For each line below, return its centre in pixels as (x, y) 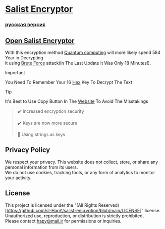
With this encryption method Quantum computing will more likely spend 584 (83, 52)
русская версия (25, 25)
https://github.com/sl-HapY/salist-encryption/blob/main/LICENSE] (74, 210)
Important (15, 72)
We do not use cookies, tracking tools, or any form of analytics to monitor (80, 172)
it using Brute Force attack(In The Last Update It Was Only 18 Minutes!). (78, 63)
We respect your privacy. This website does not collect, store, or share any (82, 162)
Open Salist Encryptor (40, 41)
